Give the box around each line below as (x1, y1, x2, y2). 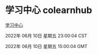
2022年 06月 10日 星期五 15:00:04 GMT (5, 43, 87, 49)
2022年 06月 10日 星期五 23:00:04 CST (5, 32, 87, 38)
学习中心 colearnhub (5, 4, 92, 16)
